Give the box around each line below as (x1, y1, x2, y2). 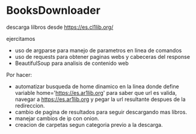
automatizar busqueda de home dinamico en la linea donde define (14, 82, 179, 90)
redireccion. (14, 102, 45, 109)
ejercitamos (6, 35, 35, 42)
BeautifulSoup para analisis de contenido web (14, 59, 129, 67)
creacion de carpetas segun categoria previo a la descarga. (14, 121, 164, 128)
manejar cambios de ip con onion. (14, 115, 99, 122)
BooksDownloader (6, 4, 101, 17)
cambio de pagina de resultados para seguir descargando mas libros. (14, 108, 188, 115)
